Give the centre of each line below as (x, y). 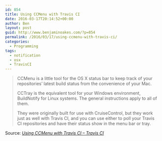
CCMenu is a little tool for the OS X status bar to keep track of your (85, 79)
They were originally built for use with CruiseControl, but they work (85, 113)
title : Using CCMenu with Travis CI (42, 14)
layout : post (18, 28)
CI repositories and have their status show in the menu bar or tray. (84, 124)
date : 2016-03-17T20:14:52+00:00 (39, 19)
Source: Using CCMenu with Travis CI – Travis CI (54, 133)
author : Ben (17, 23)
